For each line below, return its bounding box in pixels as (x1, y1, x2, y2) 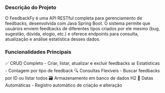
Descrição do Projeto (5, 4, 57, 11)
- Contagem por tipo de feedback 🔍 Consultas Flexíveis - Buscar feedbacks (5, 67, 160, 73)
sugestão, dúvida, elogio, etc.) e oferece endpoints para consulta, (5, 31, 139, 37)
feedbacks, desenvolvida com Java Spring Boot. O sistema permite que (5, 20, 151, 26)
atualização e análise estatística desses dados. (5, 36, 100, 42)
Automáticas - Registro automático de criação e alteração (5, 82, 122, 88)
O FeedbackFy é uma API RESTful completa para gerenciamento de (5, 15, 142, 21)
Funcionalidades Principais (5, 48, 71, 55)
